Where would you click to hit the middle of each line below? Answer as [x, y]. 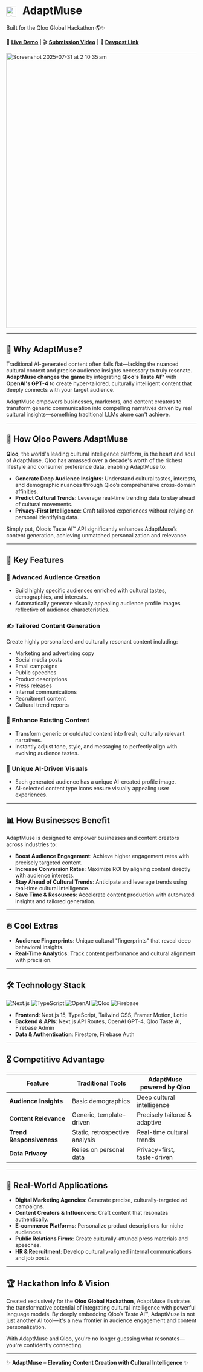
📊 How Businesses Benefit [58, 820]
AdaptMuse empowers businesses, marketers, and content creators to [94, 402]
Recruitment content [40, 698]
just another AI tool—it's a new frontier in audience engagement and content [101, 1320]
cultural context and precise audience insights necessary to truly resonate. [99, 370]
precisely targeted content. [49, 863]
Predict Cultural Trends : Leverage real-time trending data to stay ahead [105, 497]
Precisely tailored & [164, 1115]
